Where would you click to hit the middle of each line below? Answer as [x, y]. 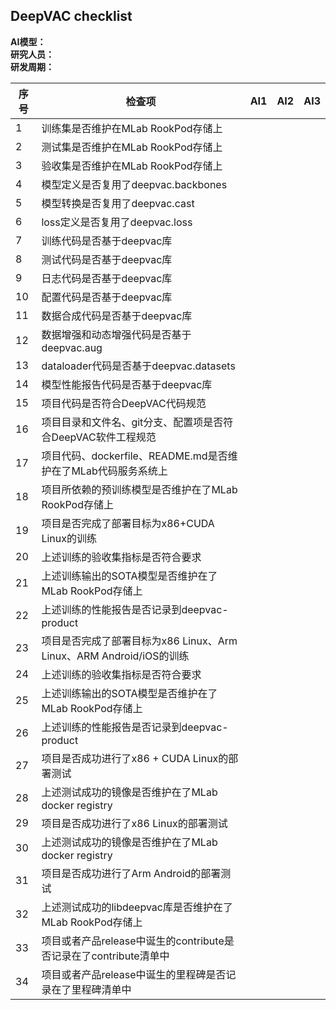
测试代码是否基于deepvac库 [107, 259]
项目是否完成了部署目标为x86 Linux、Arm [139, 641]
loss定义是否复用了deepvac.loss [117, 222]
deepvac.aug [72, 347]
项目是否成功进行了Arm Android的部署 [131, 873]
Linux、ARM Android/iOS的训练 [115, 656]
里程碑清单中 [101, 989]
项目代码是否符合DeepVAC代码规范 [124, 403]
